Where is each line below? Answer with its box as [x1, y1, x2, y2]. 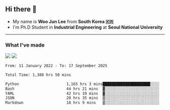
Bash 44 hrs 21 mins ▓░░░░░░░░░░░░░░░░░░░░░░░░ [5, 86, 159, 91]
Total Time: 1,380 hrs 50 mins [5, 72, 71, 77]
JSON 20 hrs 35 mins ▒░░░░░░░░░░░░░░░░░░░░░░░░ [5, 95, 159, 101]
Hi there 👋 [5, 5, 37, 14]
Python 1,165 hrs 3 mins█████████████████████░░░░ [5, 81, 159, 86]
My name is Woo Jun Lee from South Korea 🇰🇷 [12, 18, 114, 24]
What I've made [5, 41, 45, 48]
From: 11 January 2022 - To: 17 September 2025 [5, 64, 108, 69]
